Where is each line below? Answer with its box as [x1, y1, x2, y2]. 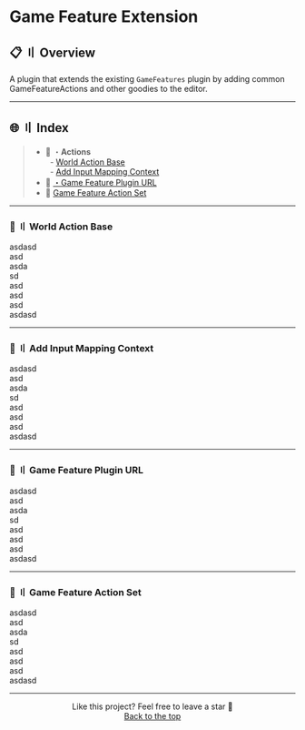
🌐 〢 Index [9, 120, 70, 136]
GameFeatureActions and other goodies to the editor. [9, 84, 209, 94]
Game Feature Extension [9, 6, 199, 27]
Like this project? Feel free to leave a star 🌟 [72, 701, 233, 712]
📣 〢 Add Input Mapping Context [9, 342, 154, 355]
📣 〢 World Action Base [9, 220, 113, 233]
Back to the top [123, 711, 182, 721]
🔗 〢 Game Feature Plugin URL [9, 464, 143, 477]
